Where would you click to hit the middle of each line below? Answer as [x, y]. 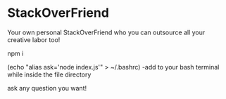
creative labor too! [34, 39]
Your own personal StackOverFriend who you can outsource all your [106, 32]
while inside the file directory [49, 74]
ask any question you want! [47, 88]
